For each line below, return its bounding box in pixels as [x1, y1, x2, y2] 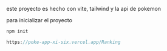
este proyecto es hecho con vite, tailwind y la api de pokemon [6, 5, 162, 12]
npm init [6, 28, 29, 34]
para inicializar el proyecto [6, 17, 73, 23]
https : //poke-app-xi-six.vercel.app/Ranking [6, 39, 121, 45]
